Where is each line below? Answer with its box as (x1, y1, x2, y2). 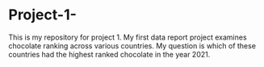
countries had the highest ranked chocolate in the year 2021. (8, 49, 211, 59)
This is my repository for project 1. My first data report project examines (8, 32, 248, 42)
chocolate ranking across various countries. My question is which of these (8, 40, 257, 50)
